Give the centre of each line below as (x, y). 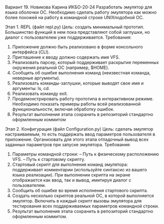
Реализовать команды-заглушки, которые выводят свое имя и (78, 83)
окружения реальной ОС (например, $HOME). (60, 67)
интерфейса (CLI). (31, 52)
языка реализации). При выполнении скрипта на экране (71, 175)
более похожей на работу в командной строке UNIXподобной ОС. (74, 17)
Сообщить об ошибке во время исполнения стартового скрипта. (80, 190)
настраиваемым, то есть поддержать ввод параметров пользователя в (80, 134)
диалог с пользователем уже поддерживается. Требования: (68, 37)
